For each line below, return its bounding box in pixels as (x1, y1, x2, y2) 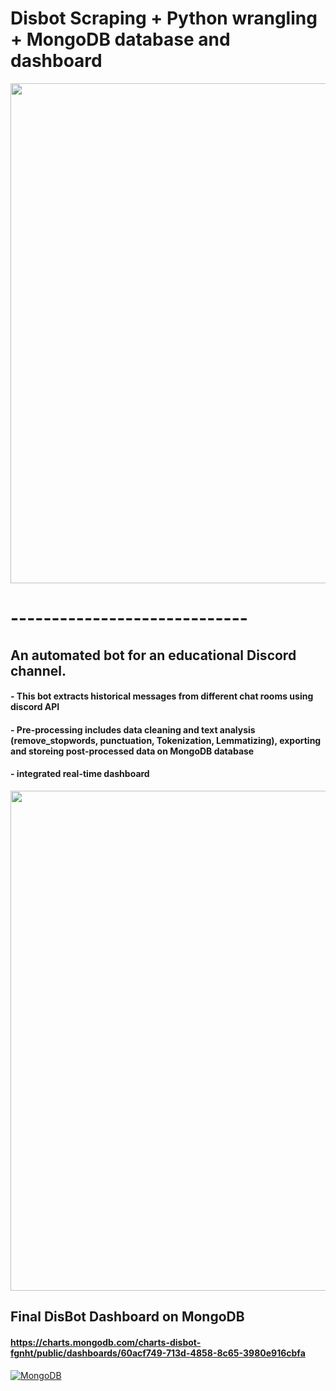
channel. (10, 662, 67, 679)
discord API (10, 701, 60, 713)
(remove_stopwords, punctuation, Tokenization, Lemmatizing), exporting (10, 734, 322, 746)
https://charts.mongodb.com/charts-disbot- (10, 1336, 202, 1348)
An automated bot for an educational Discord (10, 647, 297, 664)
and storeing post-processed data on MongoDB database (10, 745, 255, 757)
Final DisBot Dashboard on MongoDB (10, 1308, 245, 1326)
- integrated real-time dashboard (10, 768, 150, 780)
